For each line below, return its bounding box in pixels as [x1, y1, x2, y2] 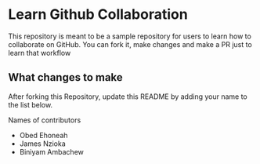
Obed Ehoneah [19, 130, 68, 140]
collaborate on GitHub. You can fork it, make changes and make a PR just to [8, 39, 252, 49]
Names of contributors [8, 115, 81, 125]
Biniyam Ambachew [19, 147, 85, 156]
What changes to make [8, 71, 123, 84]
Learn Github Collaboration [8, 5, 188, 24]
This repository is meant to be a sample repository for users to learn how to [8, 31, 252, 41]
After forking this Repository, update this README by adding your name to [8, 92, 248, 101]
